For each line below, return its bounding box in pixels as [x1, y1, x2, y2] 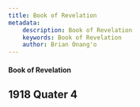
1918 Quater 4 [8, 88, 78, 101]
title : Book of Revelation [8, 11, 97, 20]
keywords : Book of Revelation [22, 33, 123, 42]
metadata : [8, 19, 41, 27]
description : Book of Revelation [22, 26, 133, 34]
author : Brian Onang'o [22, 41, 97, 49]
